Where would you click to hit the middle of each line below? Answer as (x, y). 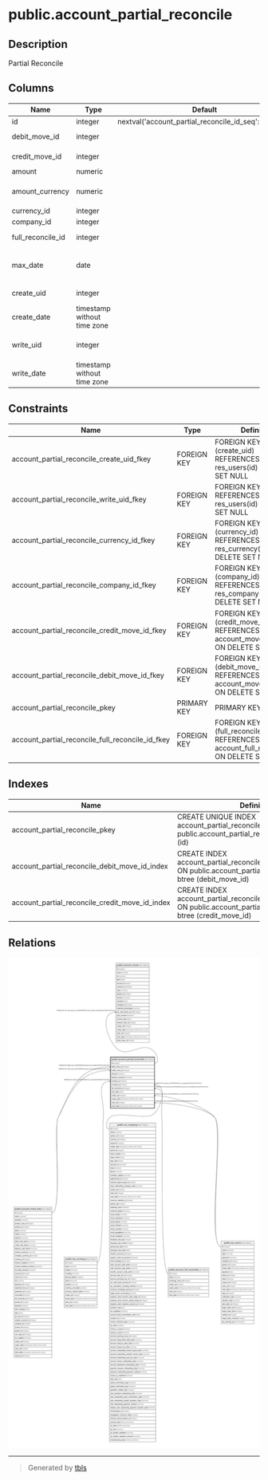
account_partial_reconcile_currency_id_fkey (83, 541)
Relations (32, 943)
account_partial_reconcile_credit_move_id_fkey (89, 630)
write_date (29, 373)
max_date (28, 266)
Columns (31, 88)
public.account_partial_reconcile (120, 15)
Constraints (38, 409)
